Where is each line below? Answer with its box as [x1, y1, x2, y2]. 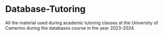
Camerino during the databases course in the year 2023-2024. [5, 25, 135, 31]
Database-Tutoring [5, 3, 86, 15]
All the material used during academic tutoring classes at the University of [5, 20, 158, 26]
